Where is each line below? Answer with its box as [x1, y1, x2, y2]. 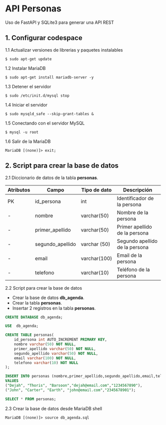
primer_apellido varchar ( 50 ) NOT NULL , [14, 346, 96, 351]
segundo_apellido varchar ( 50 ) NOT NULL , [14, 351, 98, 356]
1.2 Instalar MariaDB [5, 65, 46, 71]
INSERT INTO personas [5, 374, 50, 379]
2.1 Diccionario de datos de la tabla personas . [5, 175, 98, 181]
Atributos [7, 186, 31, 193]
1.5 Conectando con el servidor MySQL [5, 120, 85, 126]
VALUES [5, 378, 19, 383]
